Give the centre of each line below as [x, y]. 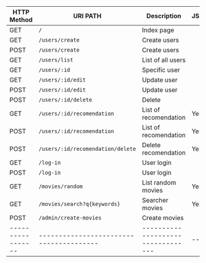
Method [21, 20]
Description [164, 16]
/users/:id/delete [66, 100]
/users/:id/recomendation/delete [87, 149]
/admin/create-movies [70, 218]
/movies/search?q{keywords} [80, 204]
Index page [158, 30]
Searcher [155, 200]
